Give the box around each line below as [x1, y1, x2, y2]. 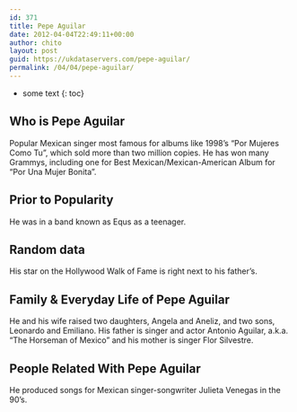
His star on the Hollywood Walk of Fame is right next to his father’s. [9, 266, 258, 276]
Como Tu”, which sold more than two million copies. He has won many [9, 147, 269, 158]
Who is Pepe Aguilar [9, 114, 126, 129]
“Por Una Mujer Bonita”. [9, 166, 97, 177]
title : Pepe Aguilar [9, 22, 87, 31]
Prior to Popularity [9, 192, 114, 207]
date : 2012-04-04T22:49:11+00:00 [9, 30, 135, 39]
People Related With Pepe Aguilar [9, 361, 201, 376]
